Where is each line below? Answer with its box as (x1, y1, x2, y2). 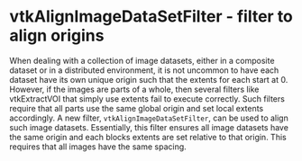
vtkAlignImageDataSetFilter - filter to (9, 6, 293, 27)
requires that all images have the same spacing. (9, 141, 187, 152)
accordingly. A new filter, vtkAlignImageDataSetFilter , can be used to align (9, 112, 288, 123)
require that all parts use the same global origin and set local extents (9, 103, 264, 113)
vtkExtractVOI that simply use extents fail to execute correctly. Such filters (9, 93, 286, 104)
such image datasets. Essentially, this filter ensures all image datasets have (9, 121, 288, 132)
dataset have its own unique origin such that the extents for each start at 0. (9, 74, 288, 85)
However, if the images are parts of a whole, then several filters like (9, 84, 260, 94)
